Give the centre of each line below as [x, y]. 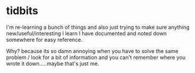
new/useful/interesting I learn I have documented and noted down [87, 33]
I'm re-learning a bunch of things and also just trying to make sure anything [98, 27]
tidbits [22, 11]
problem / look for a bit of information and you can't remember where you [96, 57]
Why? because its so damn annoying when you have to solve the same [92, 51]
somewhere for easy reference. [44, 39]
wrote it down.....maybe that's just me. [53, 64]
